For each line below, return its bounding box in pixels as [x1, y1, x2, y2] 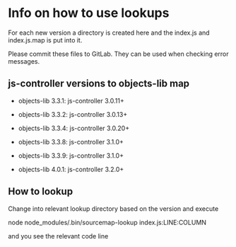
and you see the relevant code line [8, 231, 109, 240]
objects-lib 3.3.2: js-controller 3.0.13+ [18, 110, 128, 118]
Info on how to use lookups [8, 5, 170, 21]
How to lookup [8, 185, 73, 197]
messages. [8, 57, 40, 65]
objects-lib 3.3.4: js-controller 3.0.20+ [18, 124, 130, 132]
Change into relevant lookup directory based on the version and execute [8, 204, 219, 213]
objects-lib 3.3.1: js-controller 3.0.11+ [18, 96, 124, 105]
